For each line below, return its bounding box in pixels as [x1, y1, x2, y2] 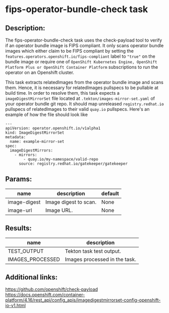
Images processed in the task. [65, 256, 137, 263]
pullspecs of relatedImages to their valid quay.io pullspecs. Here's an [5, 106, 150, 112]
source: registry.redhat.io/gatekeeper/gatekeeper [18, 161, 128, 166]
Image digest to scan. [45, 199, 97, 206]
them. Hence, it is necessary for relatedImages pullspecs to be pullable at [5, 85, 158, 91]
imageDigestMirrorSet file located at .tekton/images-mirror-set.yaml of [5, 95, 155, 101]
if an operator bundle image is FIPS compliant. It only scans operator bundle [5, 43, 164, 49]
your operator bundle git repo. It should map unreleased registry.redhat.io [5, 101, 164, 107]
